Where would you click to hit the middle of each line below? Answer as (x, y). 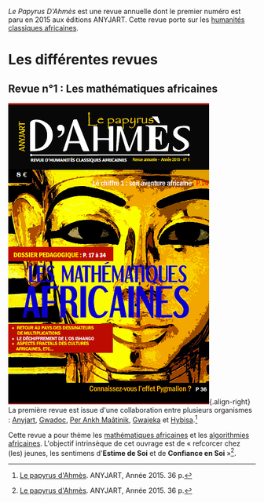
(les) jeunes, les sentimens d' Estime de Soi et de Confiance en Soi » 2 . (123, 452)
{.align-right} (230, 402)
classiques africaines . (43, 28)
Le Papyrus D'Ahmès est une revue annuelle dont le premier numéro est (125, 11)
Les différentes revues (83, 60)
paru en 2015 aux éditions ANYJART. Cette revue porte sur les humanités (126, 20)
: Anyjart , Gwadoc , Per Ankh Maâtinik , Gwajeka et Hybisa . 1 (103, 419)
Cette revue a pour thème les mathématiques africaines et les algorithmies (129, 435)
